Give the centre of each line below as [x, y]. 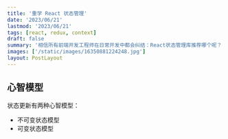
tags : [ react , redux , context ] [52, 33]
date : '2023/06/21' [35, 20]
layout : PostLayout [35, 58]
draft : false [26, 39]
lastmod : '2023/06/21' [39, 26]
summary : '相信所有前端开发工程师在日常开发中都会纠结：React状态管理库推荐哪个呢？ [114, 45]
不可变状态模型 [38, 120]
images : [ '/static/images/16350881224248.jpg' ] [77, 52]
